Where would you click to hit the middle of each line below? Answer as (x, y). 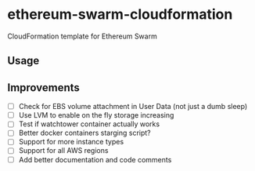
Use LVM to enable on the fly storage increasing (96, 115)
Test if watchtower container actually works (89, 124)
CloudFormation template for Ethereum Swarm (82, 36)
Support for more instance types (71, 142)
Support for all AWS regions (63, 151)
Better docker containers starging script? (85, 133)
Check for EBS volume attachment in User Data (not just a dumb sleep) (133, 107)
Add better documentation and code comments (95, 159)
